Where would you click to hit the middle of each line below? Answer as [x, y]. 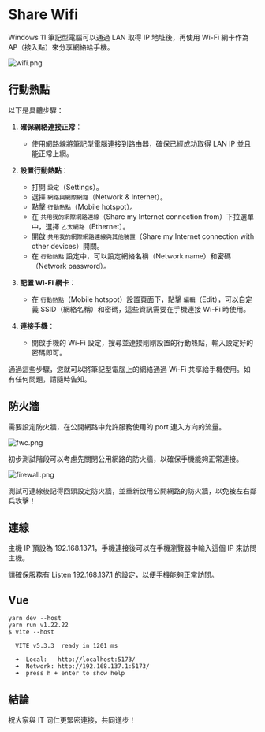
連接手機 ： [37, 325]
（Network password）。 [71, 266]
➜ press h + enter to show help [70, 674]
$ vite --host [32, 632]
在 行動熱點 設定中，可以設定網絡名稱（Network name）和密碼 [131, 256]
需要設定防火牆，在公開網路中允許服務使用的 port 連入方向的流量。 [117, 426]
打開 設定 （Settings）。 [67, 187]
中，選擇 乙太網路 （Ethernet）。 [80, 226]
